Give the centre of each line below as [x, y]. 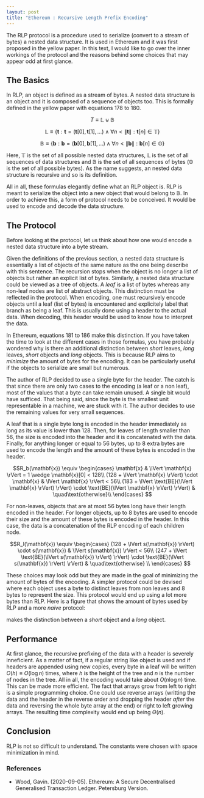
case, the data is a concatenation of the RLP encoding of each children [95, 526]
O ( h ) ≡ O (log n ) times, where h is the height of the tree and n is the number [100, 673]
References [24, 768]
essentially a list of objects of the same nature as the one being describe [97, 265]
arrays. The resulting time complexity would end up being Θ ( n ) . [86, 712]
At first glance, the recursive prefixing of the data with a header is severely [100, 653]
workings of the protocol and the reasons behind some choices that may [97, 54]
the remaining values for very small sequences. [66, 412]
